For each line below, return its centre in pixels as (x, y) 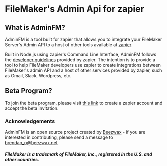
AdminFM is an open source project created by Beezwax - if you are (75, 132)
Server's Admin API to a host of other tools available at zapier (68, 45)
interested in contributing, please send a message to (59, 137)
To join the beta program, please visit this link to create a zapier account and (84, 103)
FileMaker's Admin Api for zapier (75, 9)
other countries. (22, 159)
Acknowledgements (30, 121)
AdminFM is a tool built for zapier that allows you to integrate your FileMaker (83, 39)
